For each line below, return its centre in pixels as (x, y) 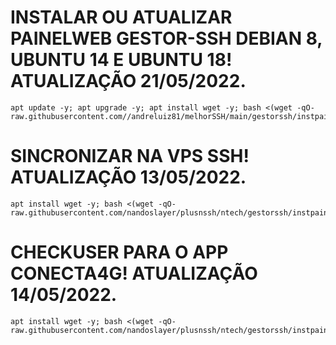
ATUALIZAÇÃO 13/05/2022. (128, 177)
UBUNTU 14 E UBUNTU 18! (121, 60)
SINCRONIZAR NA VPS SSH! (130, 156)
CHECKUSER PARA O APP (119, 252)
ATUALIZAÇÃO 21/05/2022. (128, 81)
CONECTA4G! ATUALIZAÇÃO (134, 273)
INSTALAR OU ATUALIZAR (121, 17)
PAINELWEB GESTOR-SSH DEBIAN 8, (166, 38)
